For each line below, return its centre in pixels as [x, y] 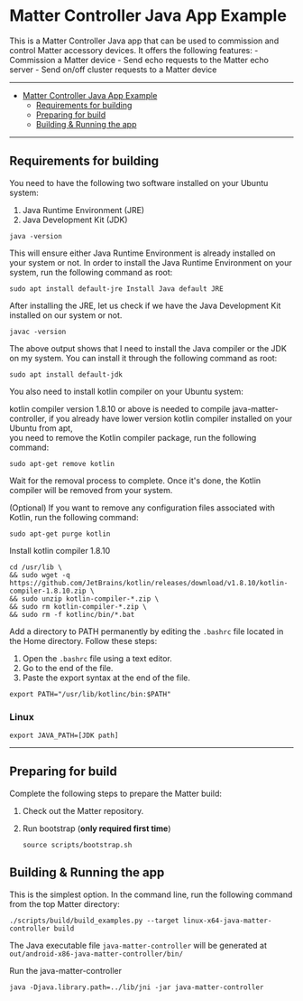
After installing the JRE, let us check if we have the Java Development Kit [145, 305]
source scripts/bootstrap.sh [77, 845]
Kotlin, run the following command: [74, 517]
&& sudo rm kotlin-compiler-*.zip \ [78, 606]
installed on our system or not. [66, 315]
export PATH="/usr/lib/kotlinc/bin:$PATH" [90, 694]
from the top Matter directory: [64, 903]
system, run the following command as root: [91, 272]
